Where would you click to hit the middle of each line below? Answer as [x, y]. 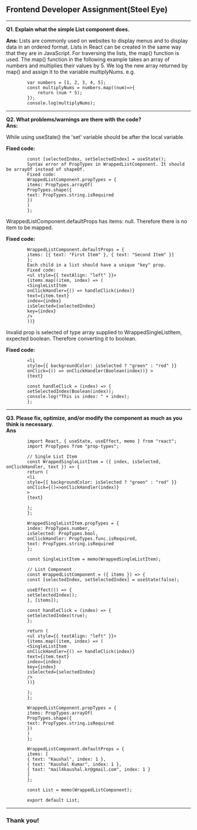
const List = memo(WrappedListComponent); [80, 790]
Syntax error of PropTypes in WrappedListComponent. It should [106, 164]
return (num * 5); [60, 93]
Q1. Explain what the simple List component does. [68, 29]
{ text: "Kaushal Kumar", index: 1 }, [74, 764]
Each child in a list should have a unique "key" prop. [97, 265]
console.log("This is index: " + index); [79, 396]
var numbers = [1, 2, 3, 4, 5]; [67, 82]
